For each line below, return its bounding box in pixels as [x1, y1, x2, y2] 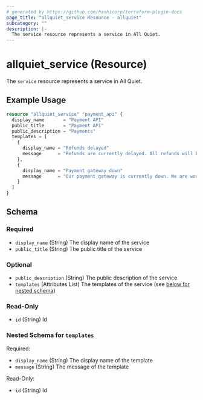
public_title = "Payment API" [11, 122, 104, 128]
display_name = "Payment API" [11, 116, 104, 123]
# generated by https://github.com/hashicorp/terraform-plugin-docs [6, 8, 182, 15]
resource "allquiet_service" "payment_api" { [6, 111, 123, 117]
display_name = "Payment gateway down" [22, 167, 123, 173]
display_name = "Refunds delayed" [22, 145, 110, 152]
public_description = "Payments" [11, 128, 96, 134]
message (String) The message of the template [14, 363, 129, 370]
